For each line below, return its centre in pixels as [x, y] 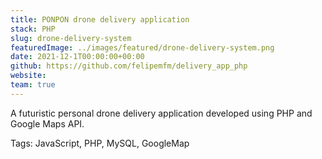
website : [28, 76]
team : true [33, 85]
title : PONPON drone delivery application [100, 19]
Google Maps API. [47, 123]
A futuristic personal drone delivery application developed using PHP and [161, 113]
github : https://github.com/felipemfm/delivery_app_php [129, 66]
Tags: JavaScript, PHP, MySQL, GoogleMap [100, 143]
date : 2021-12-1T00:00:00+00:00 [77, 57]
